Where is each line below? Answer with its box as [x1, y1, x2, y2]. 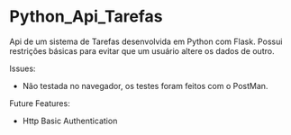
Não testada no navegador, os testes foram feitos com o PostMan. [22, 80, 268, 91]
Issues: [9, 63, 36, 74]
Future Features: [9, 97, 70, 109]
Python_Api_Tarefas [9, 6, 163, 27]
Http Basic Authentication [22, 115, 118, 126]
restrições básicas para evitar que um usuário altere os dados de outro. [9, 45, 275, 56]
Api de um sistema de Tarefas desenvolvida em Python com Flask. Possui [9, 36, 283, 47]
